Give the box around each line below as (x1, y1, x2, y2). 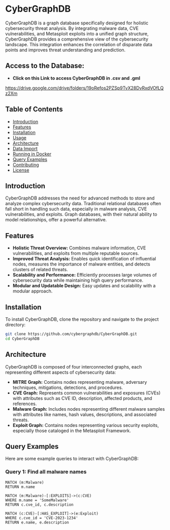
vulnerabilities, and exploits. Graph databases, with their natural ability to (5, 211, 157, 217)
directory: (5, 322, 26, 327)
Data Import (12, 145, 38, 151)
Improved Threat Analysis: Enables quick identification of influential (12, 256, 156, 262)
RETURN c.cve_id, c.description (5, 502, 74, 507)
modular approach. (12, 288, 53, 294)
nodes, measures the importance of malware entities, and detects (12, 261, 151, 267)
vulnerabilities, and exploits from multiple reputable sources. (12, 250, 140, 256)
